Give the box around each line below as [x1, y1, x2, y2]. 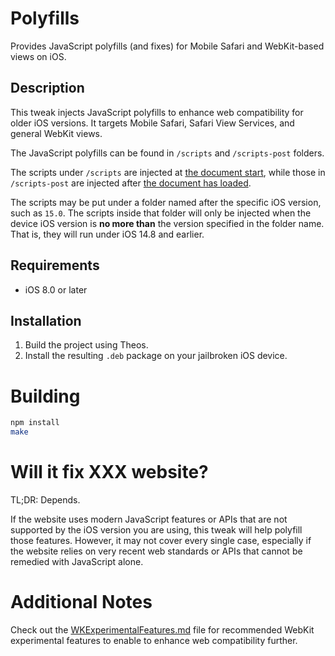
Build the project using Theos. [24, 339, 149, 351]
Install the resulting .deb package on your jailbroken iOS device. [24, 350, 288, 362]
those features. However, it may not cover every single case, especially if [10, 535, 312, 546]
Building [10, 385, 81, 407]
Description [10, 80, 85, 97]
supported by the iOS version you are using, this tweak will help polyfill [10, 524, 303, 536]
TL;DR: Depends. [10, 494, 81, 506]
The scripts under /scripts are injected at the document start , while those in [10, 166, 326, 178]
